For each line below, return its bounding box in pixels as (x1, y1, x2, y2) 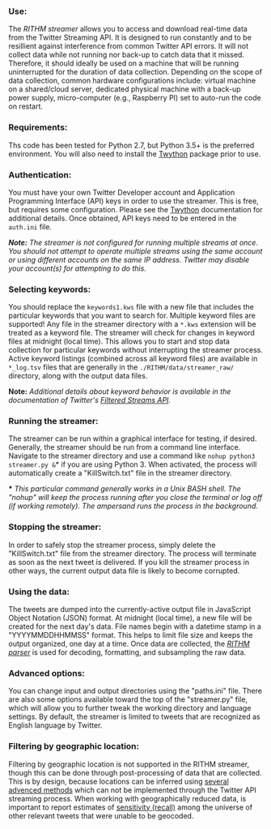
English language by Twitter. (8, 720, 103, 730)
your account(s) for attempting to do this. (8, 263, 147, 273)
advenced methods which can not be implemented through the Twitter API (8, 784, 256, 795)
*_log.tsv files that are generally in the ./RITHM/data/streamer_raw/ (8, 362, 235, 372)
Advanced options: (8, 668, 85, 678)
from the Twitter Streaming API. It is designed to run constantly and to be (8, 32, 252, 42)
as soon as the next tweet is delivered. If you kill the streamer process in (8, 557, 250, 566)
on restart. (8, 101, 43, 111)
